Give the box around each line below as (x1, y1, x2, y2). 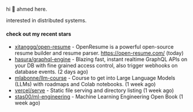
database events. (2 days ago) (14, 68, 89, 76)
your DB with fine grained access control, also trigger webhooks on (14, 62, 178, 69)
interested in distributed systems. (6, 17, 87, 23)
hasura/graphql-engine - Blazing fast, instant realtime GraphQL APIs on (14, 56, 188, 63)
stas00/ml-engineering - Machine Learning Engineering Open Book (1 (14, 93, 184, 100)
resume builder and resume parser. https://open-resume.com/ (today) (14, 50, 184, 57)
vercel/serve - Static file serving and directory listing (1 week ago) (14, 87, 174, 94)
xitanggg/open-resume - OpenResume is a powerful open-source (14, 43, 174, 50)
